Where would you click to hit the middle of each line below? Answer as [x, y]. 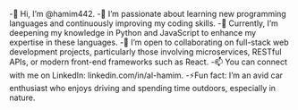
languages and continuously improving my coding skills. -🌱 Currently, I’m [144, 23]
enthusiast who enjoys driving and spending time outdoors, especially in [142, 88]
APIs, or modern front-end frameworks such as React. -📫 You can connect [149, 62]
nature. [22, 97]
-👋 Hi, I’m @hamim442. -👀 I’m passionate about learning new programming [148, 14]
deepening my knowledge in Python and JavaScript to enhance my [133, 33]
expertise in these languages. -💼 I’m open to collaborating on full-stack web [149, 42]
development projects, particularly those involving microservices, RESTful [145, 52]
